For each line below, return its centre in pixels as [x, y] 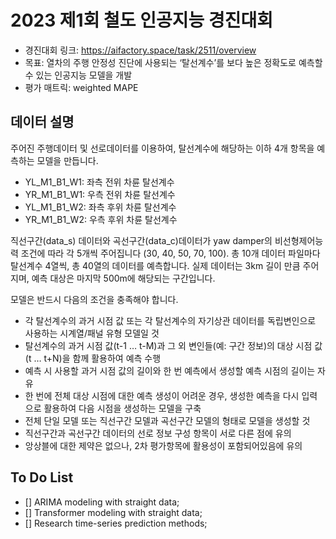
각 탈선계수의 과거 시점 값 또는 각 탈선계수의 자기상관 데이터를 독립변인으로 [170, 320]
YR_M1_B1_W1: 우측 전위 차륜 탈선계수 [100, 194]
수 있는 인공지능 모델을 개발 [78, 75]
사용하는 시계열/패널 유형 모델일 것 [92, 333]
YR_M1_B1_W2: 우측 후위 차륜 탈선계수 [101, 219]
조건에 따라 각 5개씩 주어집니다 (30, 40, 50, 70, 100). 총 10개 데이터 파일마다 [170, 253]
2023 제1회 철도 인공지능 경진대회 [141, 20]
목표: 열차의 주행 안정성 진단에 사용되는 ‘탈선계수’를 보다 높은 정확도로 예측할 [173, 62]
